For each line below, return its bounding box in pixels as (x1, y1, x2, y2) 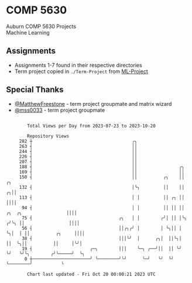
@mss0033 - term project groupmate (14, 106, 105, 113)
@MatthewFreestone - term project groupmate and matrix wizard (14, 100, 172, 107)
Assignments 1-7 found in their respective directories (14, 61, 142, 68)
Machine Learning (6, 29, 50, 36)
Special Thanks (6, 85, 64, 95)
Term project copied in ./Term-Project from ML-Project (14, 68, 148, 75)
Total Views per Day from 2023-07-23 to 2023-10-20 (27, 123, 156, 129)
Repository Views (27, 133, 69, 139)
